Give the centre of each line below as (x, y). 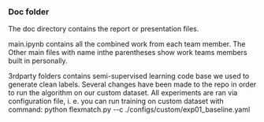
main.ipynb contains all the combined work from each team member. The (127, 44)
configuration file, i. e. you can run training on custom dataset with (116, 102)
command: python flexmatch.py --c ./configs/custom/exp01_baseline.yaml (129, 109)
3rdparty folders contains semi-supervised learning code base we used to (129, 76)
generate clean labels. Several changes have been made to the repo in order (132, 84)
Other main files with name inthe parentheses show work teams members (128, 53)
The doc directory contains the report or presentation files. (104, 29)
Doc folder (29, 12)
